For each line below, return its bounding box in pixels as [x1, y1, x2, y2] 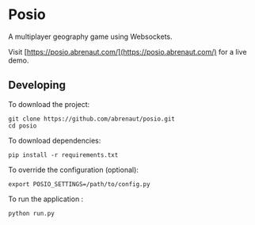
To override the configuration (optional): [8, 165, 139, 174]
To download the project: [8, 99, 90, 109]
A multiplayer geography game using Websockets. [8, 32, 173, 41]
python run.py [8, 209, 55, 217]
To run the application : [8, 194, 84, 204]
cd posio [8, 121, 37, 130]
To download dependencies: [8, 135, 101, 145]
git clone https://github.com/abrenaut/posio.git [8, 115, 176, 123]
